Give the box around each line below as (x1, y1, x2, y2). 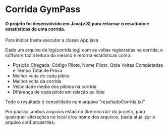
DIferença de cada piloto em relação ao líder (12, 89, 105, 95)
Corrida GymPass (5, 4, 81, 15)
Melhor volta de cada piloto (12, 73, 70, 79)
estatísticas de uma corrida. (5, 26, 66, 32)
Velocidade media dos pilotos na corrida (12, 83, 97, 90)
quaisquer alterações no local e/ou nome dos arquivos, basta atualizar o (5, 114, 155, 120)
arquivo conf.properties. (5, 119, 55, 125)
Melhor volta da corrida (12, 78, 62, 84)
